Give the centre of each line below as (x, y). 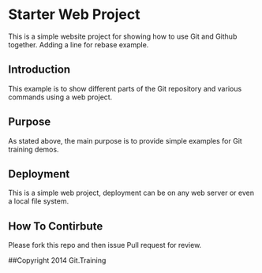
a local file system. (39, 201)
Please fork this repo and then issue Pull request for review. (105, 245)
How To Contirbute (56, 226)
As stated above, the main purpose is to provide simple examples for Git (125, 140)
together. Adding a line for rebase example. (79, 44)
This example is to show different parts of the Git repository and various (125, 88)
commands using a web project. (60, 97)
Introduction (39, 70)
